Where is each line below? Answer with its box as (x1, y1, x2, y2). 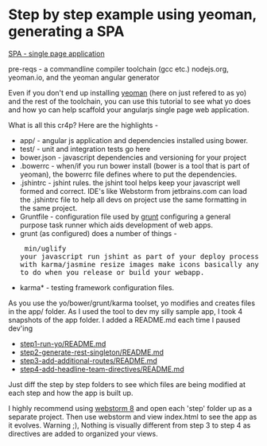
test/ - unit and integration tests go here (19, 144, 151, 153)
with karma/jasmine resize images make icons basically (19, 260, 242, 269)
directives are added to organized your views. (8, 429, 158, 438)
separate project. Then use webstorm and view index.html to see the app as (8, 412, 257, 421)
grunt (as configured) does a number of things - (19, 228, 177, 238)
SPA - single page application (8, 48, 105, 58)
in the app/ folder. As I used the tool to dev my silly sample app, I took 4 (8, 306, 243, 316)
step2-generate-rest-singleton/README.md (19, 347, 164, 357)
